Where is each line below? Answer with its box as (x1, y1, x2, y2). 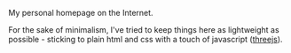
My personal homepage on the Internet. (8, 8, 153, 18)
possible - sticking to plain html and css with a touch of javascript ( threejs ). (8, 34, 283, 44)
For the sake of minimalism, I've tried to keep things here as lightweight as (8, 25, 280, 34)
